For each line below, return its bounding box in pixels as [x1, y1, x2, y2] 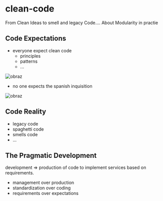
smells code [12, 131, 38, 137]
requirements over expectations [12, 190, 79, 196]
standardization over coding [12, 185, 71, 191]
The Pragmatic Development [5, 151, 97, 160]
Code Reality [5, 108, 46, 116]
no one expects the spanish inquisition [12, 83, 93, 89]
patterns [20, 58, 38, 64]
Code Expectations [5, 34, 66, 43]
